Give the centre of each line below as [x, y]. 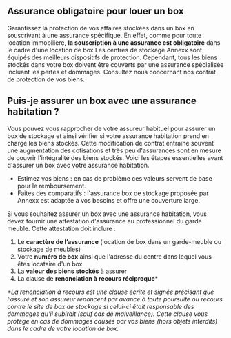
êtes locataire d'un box [50, 264]
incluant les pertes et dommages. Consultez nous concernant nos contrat [111, 72]
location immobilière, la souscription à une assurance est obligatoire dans [114, 42]
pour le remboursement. [51, 186]
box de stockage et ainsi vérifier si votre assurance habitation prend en [108, 136]
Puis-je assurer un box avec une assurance [102, 101]
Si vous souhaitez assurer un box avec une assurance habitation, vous [107, 214]
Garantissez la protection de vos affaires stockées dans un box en [101, 28]
